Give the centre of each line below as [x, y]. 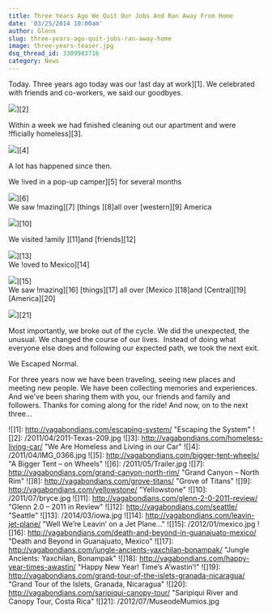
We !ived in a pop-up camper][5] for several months [95, 181]
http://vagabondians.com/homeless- [202, 438]
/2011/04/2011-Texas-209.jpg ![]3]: [82, 438]
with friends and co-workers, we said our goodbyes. [96, 92]
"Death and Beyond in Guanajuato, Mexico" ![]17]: [91, 541]
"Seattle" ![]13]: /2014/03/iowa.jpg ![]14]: [76, 515]
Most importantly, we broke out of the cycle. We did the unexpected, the [129, 330]
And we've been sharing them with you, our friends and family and [119, 396]
